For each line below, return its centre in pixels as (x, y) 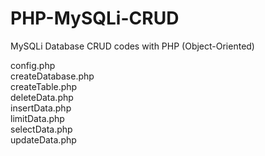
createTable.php (44, 86)
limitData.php (37, 118)
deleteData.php (42, 97)
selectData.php (41, 129)
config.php (33, 65)
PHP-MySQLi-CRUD (95, 18)
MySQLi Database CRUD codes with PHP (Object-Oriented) (132, 46)
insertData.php (41, 108)
